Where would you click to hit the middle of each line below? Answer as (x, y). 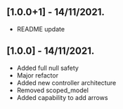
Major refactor (38, 75)
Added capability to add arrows (62, 97)
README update (40, 29)
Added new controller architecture (66, 82)
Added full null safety (47, 68)
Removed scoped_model (53, 90)
